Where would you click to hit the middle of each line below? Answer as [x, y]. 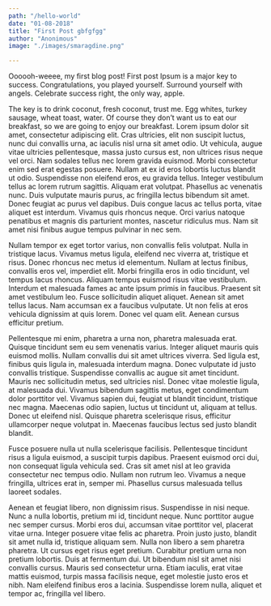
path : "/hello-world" [45, 16]
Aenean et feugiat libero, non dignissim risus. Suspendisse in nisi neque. [129, 508]
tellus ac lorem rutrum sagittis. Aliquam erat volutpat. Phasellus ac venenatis [135, 186]
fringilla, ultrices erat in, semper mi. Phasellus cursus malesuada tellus [125, 484]
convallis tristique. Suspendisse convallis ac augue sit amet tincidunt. [124, 373]
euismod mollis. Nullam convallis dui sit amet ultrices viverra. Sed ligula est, [134, 356]
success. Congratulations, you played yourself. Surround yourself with [125, 85]
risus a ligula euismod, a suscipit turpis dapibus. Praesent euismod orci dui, [134, 458]
